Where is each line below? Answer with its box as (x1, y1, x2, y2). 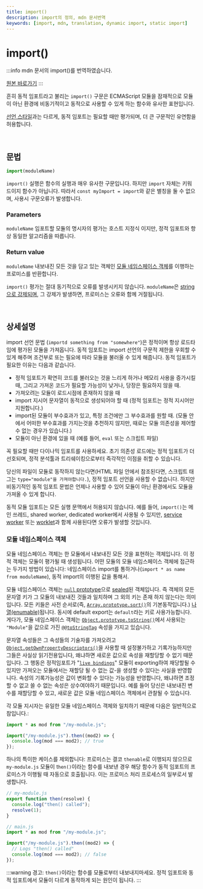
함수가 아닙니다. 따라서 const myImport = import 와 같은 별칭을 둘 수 (22, 187, 184, 194)
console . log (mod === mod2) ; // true (11, 738, 104, 744)
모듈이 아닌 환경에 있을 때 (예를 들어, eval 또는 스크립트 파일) (14, 435, 159, 442)
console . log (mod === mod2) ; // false (11, 852, 107, 858)
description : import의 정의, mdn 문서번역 (6, 15, 106, 21)
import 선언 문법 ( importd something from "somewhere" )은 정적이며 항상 (6, 339, 179, 346)
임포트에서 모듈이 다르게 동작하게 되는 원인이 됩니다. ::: (12, 876, 141, 884)
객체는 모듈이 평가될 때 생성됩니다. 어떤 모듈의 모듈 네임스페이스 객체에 (12, 558, 179, 565)
